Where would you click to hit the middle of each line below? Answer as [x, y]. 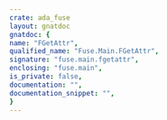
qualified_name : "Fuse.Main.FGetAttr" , [84, 51]
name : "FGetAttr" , [44, 43]
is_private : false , [46, 77]
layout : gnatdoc [40, 26]
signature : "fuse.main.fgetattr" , [74, 60]
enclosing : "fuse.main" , [56, 69]
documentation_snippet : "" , [62, 93]
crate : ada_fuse [40, 18]
